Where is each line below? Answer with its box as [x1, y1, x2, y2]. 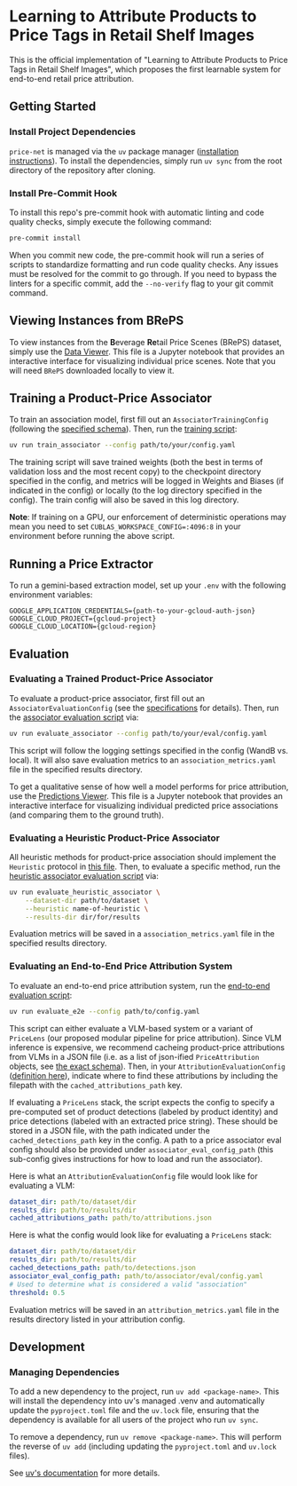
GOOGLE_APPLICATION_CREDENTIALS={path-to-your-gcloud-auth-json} [9, 606, 255, 616]
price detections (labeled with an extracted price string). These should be [9, 1116, 278, 1126]
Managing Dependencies [9, 1365, 120, 1378]
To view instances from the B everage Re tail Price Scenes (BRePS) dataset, [9, 336, 282, 347]
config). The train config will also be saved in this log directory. [9, 494, 239, 505]
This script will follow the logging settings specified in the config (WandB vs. [9, 745, 289, 755]
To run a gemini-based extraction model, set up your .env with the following [9, 580, 286, 591]
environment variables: [9, 589, 93, 600]
